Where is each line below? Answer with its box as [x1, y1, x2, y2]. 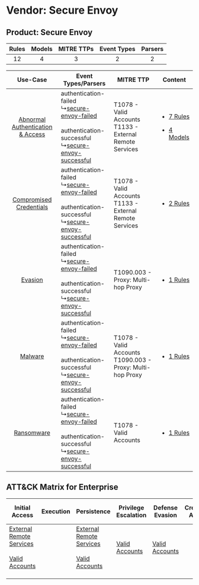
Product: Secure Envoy [6, 27, 93, 37]
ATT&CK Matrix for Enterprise [6, 482, 118, 492]
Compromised [12, 195, 52, 204]
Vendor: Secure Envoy [6, 4, 118, 17]
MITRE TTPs [58, 45, 94, 53]
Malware [20, 352, 44, 360]
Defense [153, 503, 178, 511]
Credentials [15, 203, 49, 211]
